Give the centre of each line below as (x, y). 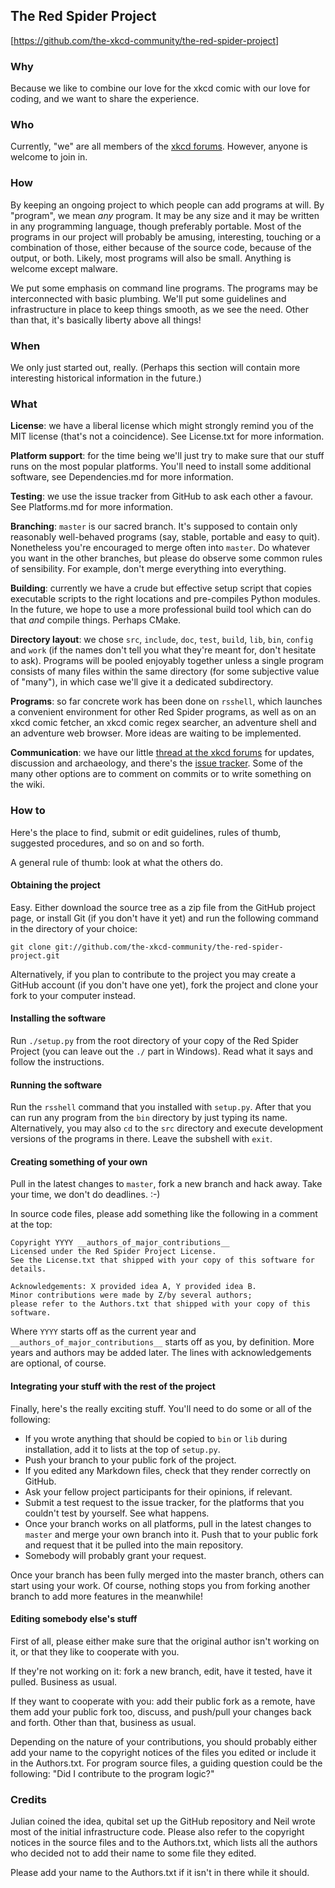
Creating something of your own (79, 1161)
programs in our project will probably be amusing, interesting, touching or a (166, 236)
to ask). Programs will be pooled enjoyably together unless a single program (167, 661)
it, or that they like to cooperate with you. (95, 1651)
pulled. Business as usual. (64, 1681)
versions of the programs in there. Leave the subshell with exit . (141, 1139)
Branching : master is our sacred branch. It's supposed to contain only (154, 526)
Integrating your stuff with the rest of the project (113, 1386)
